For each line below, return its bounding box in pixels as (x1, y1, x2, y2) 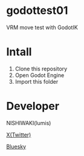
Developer (6, 100, 59, 113)
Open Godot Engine (15, 71, 65, 79)
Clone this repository (15, 65, 68, 72)
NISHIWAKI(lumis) (6, 119, 51, 126)
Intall (6, 45, 32, 59)
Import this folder (15, 78, 59, 85)
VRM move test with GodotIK (6, 24, 79, 31)
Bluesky (6, 143, 26, 150)
